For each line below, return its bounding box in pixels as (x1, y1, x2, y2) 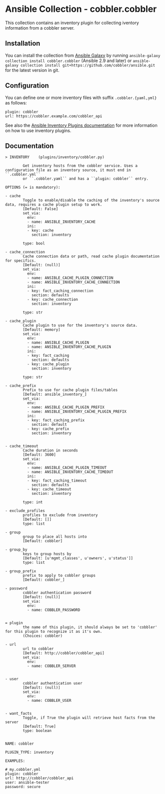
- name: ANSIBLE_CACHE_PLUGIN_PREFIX (27, 405, 105, 410)
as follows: (5, 100, 27, 105)
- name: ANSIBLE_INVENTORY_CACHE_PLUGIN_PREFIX (27, 409, 127, 414)
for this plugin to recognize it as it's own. (5, 629, 102, 634)
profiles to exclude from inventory (23, 513, 98, 518)
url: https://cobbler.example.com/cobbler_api (5, 113, 102, 119)
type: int (23, 500, 43, 505)
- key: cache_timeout (27, 487, 71, 492)
